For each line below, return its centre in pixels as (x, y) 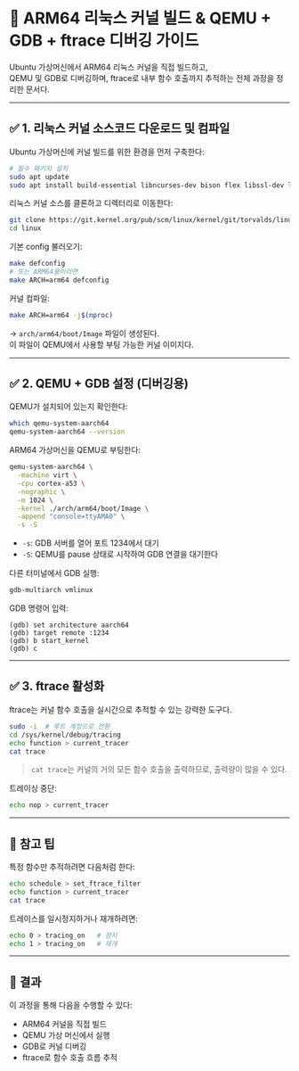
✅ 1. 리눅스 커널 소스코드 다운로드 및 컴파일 (120, 129)
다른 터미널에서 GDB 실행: (54, 573)
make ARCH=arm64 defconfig (59, 280)
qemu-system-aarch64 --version (67, 432)
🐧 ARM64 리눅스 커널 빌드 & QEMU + (140, 18)
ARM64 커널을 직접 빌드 (64, 1024)
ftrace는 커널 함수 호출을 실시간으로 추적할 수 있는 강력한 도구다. (121, 709)
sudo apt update (39, 177)
